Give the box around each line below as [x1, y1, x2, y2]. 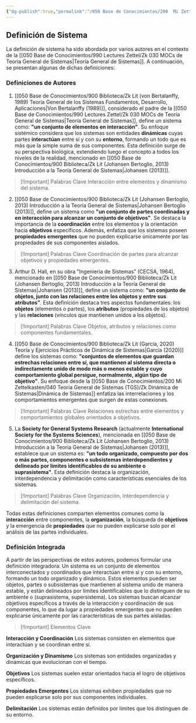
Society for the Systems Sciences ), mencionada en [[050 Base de [14, 431, 176, 438]
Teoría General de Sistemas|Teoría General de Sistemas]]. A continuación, [6, 58, 184, 65]
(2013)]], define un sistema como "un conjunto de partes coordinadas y [14, 208, 190, 215]
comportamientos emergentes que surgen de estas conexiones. [14, 396, 169, 403]
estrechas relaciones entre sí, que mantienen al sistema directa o [14, 359, 176, 366]
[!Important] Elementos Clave [20, 624, 91, 631]
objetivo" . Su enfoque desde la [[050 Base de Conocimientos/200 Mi [14, 378, 182, 385]
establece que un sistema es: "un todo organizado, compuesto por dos [14, 449, 188, 456]
